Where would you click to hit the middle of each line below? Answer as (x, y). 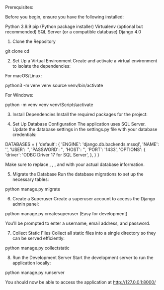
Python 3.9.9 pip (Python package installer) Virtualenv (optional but (74, 26)
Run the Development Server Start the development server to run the (83, 258)
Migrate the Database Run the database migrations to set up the (78, 174)
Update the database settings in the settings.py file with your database (85, 129)
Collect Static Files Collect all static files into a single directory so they (84, 233)
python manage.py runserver (35, 273)
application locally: (32, 263)
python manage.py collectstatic (37, 248)
